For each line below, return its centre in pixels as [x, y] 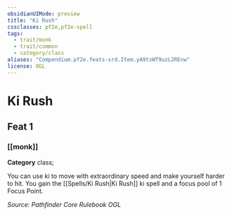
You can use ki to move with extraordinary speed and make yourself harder [116, 176]
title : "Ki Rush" [33, 20]
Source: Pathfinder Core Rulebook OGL [64, 204]
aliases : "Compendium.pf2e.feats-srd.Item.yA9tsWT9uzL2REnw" [99, 60]
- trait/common [36, 46]
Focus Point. [25, 191]
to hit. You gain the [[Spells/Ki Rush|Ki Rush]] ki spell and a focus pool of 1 [115, 183]
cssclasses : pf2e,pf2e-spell [50, 27]
